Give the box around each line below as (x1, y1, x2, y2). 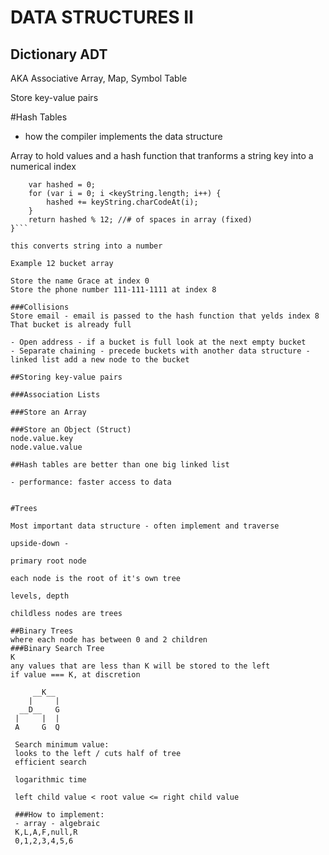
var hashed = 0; (28, 180, 97, 190)
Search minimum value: (14, 740, 110, 750)
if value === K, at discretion (10, 670, 141, 680)
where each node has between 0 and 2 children (10, 635, 208, 645)
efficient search (14, 757, 87, 767)
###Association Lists (10, 390, 101, 400)
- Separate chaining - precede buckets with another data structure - (10, 346, 311, 356)
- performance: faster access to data (10, 477, 172, 487)
